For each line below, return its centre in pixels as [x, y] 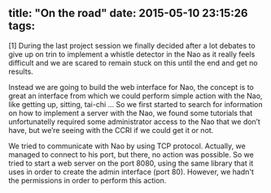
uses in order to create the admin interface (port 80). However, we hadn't [131, 172]
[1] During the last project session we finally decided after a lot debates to [132, 45]
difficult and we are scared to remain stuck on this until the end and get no [133, 62]
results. [21, 71]
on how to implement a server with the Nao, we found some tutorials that [131, 113]
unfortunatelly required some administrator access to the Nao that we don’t [134, 122]
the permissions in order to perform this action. [87, 180]
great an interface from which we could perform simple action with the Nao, [135, 96]
